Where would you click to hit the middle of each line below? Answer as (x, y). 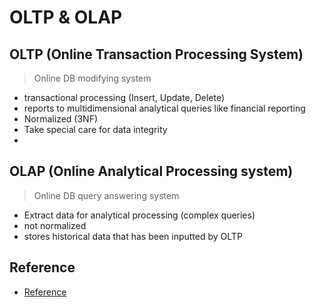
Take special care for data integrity (95, 129)
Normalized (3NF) (61, 119)
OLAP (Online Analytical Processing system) (151, 171)
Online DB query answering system (106, 195)
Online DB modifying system (92, 78)
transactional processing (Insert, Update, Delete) (124, 97)
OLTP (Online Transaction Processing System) (156, 54)
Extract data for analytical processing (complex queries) (139, 215)
